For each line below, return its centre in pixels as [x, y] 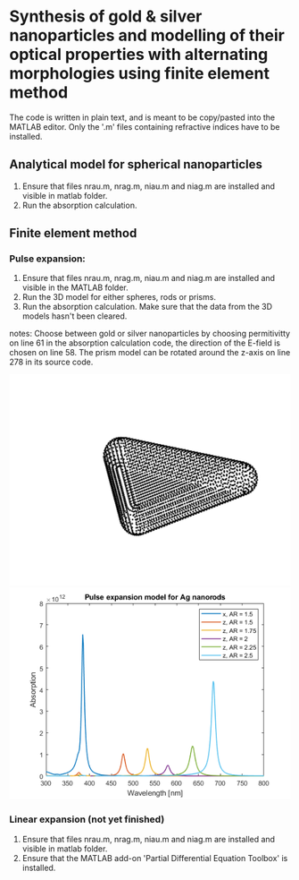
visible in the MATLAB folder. [75, 287]
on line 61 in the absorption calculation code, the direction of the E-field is [145, 343]
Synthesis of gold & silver [106, 17]
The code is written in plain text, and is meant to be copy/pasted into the [142, 117]
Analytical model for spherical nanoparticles [136, 164]
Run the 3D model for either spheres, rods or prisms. [119, 297]
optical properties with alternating [139, 55]
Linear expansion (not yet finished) [87, 819]
